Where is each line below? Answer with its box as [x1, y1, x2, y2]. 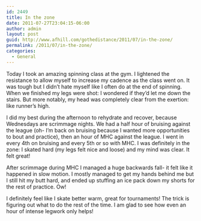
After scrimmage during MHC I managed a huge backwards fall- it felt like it [6, 164, 193, 171]
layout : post [6, 31, 39, 37]
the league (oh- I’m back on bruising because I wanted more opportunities [6, 126, 190, 134]
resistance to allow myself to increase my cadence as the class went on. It [6, 76, 190, 84]
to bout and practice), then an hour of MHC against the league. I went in [6, 133, 184, 140]
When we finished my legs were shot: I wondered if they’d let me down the [6, 89, 191, 96]
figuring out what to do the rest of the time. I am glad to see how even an [6, 201, 187, 208]
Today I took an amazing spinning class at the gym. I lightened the [6, 70, 170, 77]
